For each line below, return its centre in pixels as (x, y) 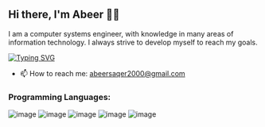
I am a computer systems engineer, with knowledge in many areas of (121, 33)
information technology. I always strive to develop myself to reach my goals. (133, 42)
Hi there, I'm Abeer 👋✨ (64, 15)
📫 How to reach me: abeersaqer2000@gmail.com (102, 73)
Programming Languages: (60, 97)
